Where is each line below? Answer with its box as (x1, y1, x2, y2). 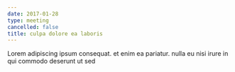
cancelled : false (7, 23, 59, 30)
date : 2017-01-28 (7, 10, 59, 18)
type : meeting (7, 17, 50, 24)
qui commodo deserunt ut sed (7, 57, 96, 66)
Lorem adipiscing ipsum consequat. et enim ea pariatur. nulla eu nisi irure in (7, 49, 229, 58)
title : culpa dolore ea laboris (7, 30, 103, 37)
